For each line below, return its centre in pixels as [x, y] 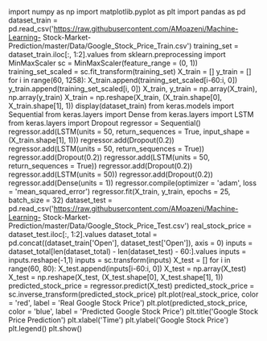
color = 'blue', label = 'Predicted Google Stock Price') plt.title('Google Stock [133, 311]
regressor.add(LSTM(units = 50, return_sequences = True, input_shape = [129, 131]
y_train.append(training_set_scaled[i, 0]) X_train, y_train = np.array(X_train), [133, 89]
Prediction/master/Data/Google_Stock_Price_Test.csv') [99, 226]
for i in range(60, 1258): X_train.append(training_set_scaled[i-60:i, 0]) [123, 80]
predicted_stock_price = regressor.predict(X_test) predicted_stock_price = [131, 286]
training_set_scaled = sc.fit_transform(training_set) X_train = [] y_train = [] [130, 71]
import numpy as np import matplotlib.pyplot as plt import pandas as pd [127, 12]
